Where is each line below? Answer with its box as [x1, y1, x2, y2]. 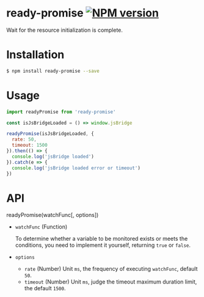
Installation [6, 48, 65, 62]
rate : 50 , [12, 136, 37, 143]
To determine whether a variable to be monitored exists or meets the [15, 235, 188, 243]
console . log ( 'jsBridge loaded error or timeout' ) [12, 165, 140, 171]
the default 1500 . [24, 285, 66, 292]
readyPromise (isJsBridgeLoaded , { [6, 131, 95, 137]
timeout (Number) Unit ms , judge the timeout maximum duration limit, [24, 278, 197, 285]
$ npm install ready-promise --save [6, 68, 100, 74]
